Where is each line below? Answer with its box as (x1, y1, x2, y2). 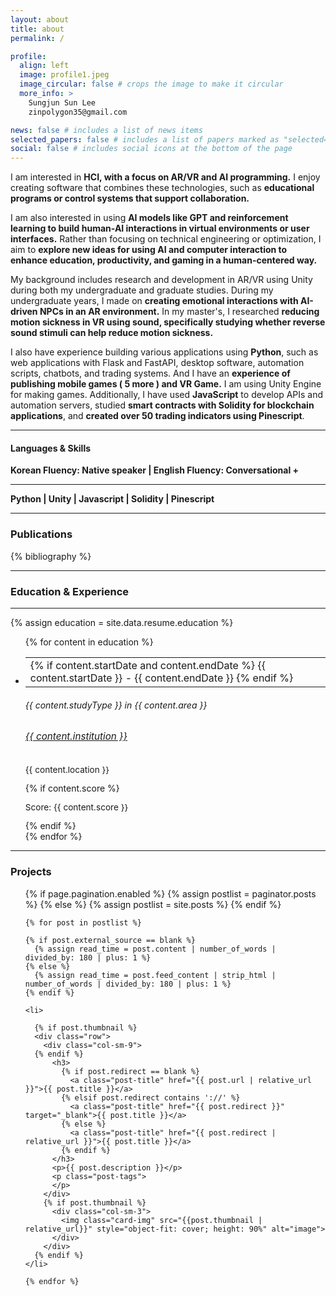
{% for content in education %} (24, 636, 154, 648)
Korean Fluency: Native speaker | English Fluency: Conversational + (10, 464, 299, 476)
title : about (10, 24, 65, 34)
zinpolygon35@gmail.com (28, 107, 128, 117)
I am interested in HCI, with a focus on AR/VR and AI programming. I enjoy (10, 171, 321, 183)
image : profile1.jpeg (19, 70, 110, 80)
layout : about (10, 14, 70, 25)
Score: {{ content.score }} (24, 801, 129, 813)
